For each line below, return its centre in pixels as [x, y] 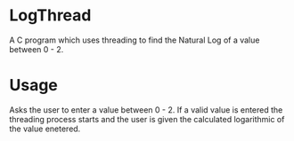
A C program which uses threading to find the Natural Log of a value [135, 40]
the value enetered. [45, 129]
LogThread [50, 16]
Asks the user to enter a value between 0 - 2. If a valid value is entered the [146, 110]
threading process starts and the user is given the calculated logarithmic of [147, 119]
